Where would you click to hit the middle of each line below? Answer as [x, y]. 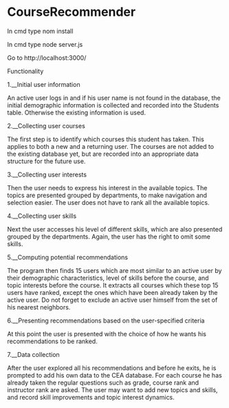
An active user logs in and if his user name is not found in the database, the [114, 98]
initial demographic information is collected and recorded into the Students [113, 105]
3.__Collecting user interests [47, 174]
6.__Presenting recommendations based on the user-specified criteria [106, 320]
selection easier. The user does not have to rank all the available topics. [108, 202]
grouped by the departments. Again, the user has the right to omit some [109, 236]
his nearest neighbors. [39, 307]
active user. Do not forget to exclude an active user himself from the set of [112, 300]
